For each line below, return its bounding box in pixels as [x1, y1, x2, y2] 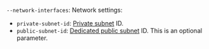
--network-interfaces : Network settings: [6, 6, 122, 14]
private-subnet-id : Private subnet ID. [16, 19, 124, 27]
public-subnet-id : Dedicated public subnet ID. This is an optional [16, 27, 202, 35]
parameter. [16, 34, 48, 42]
